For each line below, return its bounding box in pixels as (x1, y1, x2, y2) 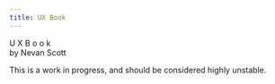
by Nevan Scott (9, 46, 67, 58)
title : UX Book (9, 13, 67, 22)
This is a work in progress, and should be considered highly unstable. (9, 64, 267, 75)
